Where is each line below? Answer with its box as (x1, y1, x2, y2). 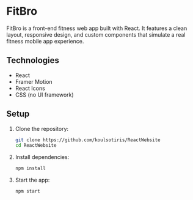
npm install (15, 165, 46, 172)
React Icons (15, 84, 46, 92)
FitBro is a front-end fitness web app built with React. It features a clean (6, 24, 188, 32)
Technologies (6, 55, 60, 65)
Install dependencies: (15, 154, 70, 161)
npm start (15, 188, 41, 194)
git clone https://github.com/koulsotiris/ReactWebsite (15, 136, 161, 143)
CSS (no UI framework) (15, 91, 75, 98)
